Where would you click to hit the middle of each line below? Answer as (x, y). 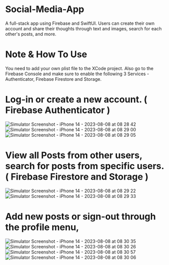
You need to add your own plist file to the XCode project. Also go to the (79, 68)
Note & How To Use (46, 55)
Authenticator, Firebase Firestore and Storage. (53, 79)
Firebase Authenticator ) (58, 110)
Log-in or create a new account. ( (76, 100)
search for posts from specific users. (85, 166)
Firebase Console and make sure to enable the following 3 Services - (77, 74)
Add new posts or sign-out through (80, 216)
